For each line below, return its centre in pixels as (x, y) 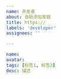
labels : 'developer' (31, 28)
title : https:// (26, 22)
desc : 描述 (18, 71)
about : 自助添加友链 (28, 17)
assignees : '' (23, 33)
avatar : (16, 60)
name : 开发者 (21, 11)
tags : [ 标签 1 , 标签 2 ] (31, 65)
